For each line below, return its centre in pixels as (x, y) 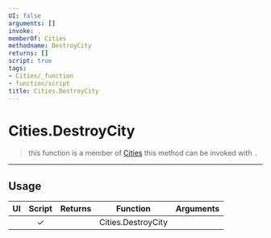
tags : (17, 69)
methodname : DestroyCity (50, 46)
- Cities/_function (41, 76)
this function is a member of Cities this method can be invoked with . (143, 153)
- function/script (39, 83)
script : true (30, 61)
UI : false (25, 16)
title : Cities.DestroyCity (54, 91)
